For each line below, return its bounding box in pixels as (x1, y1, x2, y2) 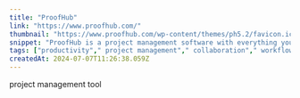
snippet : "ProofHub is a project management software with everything (9, 37, 278, 47)
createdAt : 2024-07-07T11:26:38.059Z (9, 54, 150, 63)
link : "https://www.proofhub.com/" (9, 21, 142, 30)
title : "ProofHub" (9, 12, 78, 22)
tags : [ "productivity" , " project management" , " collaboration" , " (9, 46, 257, 55)
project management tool (9, 79, 102, 89)
